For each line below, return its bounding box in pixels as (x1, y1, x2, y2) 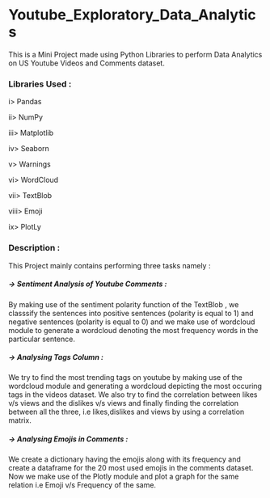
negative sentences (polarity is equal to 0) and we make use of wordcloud (8, 317, 255, 327)
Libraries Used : (8, 78, 72, 90)
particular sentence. (8, 334, 75, 344)
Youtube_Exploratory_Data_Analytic (8, 6, 256, 24)
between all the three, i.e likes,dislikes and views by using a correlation (8, 407, 245, 417)
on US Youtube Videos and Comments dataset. (8, 58, 166, 68)
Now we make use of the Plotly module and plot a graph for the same (8, 471, 239, 482)
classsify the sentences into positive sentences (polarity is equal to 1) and (8, 308, 254, 318)
